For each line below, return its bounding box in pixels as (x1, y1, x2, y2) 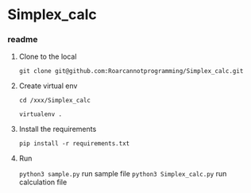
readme (7, 34, 38, 45)
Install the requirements (18, 125, 97, 134)
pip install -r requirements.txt (18, 140, 130, 148)
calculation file (18, 177, 68, 187)
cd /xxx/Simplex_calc (18, 97, 91, 105)
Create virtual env (18, 81, 78, 91)
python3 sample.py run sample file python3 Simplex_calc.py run (18, 169, 227, 179)
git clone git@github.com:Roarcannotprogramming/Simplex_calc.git (18, 68, 244, 75)
